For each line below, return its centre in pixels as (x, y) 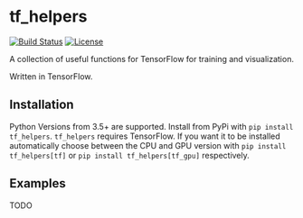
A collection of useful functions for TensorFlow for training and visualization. (151, 59)
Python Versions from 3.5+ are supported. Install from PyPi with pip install (151, 126)
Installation (42, 105)
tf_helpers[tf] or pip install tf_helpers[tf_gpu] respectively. (130, 155)
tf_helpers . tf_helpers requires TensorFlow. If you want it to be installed (145, 136)
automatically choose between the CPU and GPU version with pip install (148, 145)
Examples (38, 183)
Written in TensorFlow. (51, 76)
